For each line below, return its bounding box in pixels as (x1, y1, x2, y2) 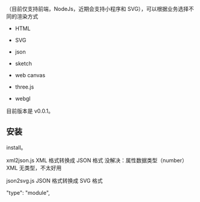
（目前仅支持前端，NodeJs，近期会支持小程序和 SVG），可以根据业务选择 (6, 5, 189, 12)
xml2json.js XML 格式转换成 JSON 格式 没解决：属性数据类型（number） (6, 156, 187, 164)
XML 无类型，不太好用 (6, 164, 62, 171)
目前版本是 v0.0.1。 (6, 107, 54, 115)
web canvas (15, 72, 45, 78)
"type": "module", (6, 189, 50, 196)
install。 (6, 144, 27, 151)
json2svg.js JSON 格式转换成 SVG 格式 (6, 177, 103, 184)
